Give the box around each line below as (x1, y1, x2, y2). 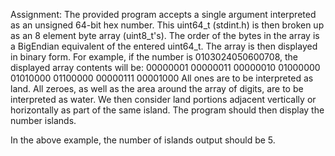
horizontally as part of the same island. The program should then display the (10, 104, 325, 116)
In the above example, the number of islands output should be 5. (10, 134, 276, 146)
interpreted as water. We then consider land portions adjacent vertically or (10, 94, 317, 105)
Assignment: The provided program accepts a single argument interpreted (10, 9, 317, 20)
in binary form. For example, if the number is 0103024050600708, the (10, 51, 298, 63)
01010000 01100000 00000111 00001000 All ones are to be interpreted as (10, 72, 314, 84)
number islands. (10, 115, 77, 126)
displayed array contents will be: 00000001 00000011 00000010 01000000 (10, 62, 321, 73)
